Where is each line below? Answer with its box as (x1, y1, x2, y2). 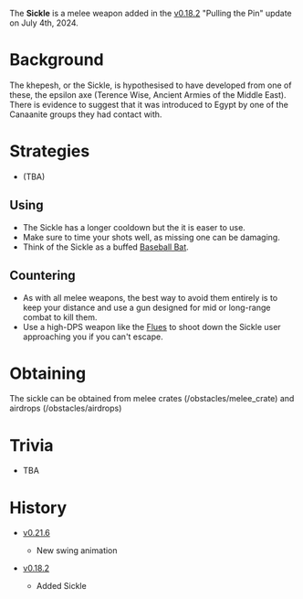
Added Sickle (36, 581, 87, 592)
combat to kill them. (22, 311, 98, 323)
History (9, 497, 68, 518)
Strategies (9, 141, 90, 162)
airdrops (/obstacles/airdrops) (9, 402, 122, 414)
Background (9, 49, 104, 70)
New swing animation (36, 545, 118, 556)
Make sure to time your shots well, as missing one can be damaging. (22, 231, 280, 242)
